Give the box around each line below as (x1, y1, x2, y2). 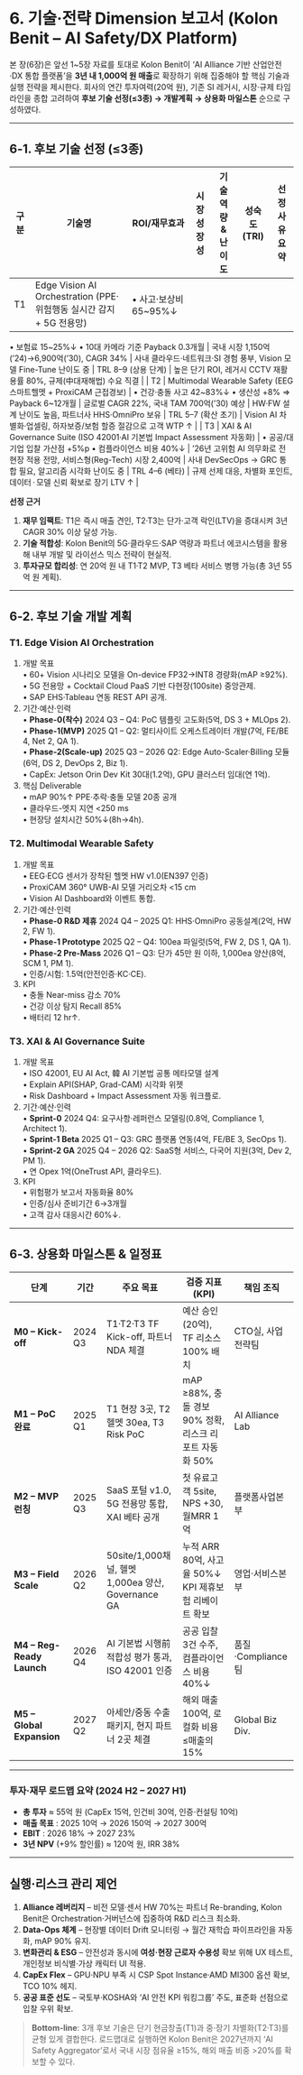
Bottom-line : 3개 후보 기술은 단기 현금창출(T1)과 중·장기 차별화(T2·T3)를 (31, 2022, 289, 2033)
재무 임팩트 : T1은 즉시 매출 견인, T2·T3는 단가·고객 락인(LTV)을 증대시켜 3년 (22, 515, 289, 526)
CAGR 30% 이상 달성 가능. (22, 526, 117, 537)
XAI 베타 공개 (106, 1510, 160, 1523)
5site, (192, 1485, 217, 1498)
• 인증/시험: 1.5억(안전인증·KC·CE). (22, 968, 147, 979)
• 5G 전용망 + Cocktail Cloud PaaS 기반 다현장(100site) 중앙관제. (22, 680, 256, 691)
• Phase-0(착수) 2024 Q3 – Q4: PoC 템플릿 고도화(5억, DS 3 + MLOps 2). (22, 715, 291, 725)
